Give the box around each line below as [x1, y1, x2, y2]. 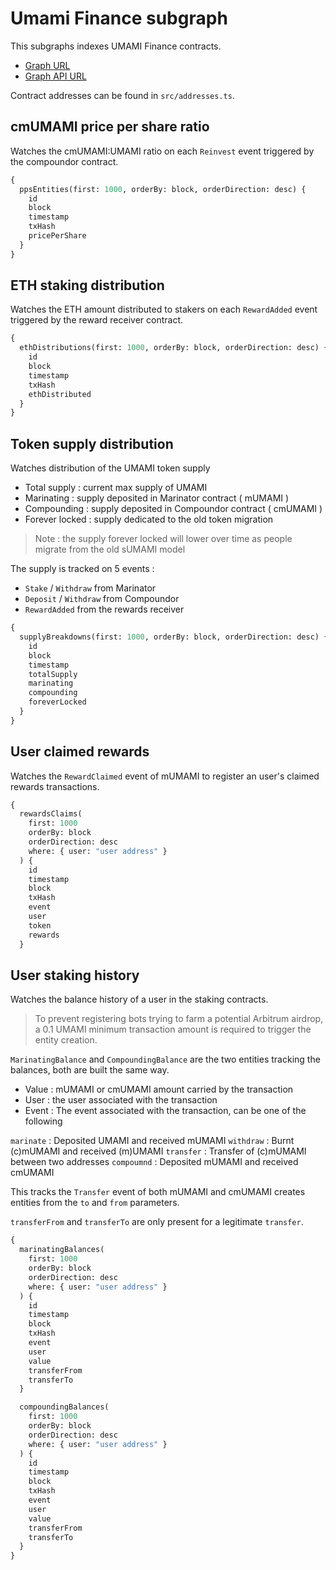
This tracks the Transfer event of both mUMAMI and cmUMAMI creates [10, 1186, 306, 1198]
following [24, 1115, 63, 1127]
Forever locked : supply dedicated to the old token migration [24, 513, 274, 526]
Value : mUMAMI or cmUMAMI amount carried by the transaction [24, 1083, 294, 1096]
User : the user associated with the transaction [24, 1094, 218, 1106]
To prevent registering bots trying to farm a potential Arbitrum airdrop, [34, 1013, 324, 1025]
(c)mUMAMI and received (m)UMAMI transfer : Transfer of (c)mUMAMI [10, 1145, 307, 1157]
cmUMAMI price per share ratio [10, 118, 210, 136]
